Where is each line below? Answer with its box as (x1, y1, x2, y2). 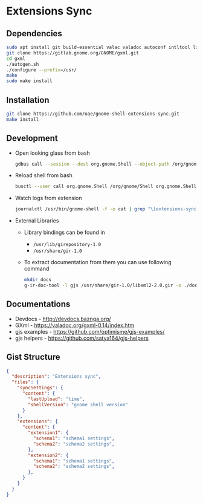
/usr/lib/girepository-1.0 (33, 242, 101, 248)
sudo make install (6, 78, 53, 84)
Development (6, 133, 59, 143)
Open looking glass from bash (14, 149, 91, 157)
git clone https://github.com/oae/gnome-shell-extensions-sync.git (6, 111, 180, 117)
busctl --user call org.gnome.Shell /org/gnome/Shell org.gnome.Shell (14, 183, 197, 190)
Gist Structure (6, 352, 60, 362)
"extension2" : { (28, 452, 69, 458)
